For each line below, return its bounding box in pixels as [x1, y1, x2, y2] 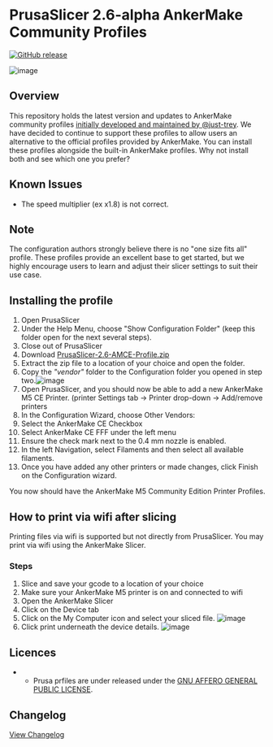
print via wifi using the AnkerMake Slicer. [9, 541, 146, 549]
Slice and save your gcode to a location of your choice [20, 579, 204, 588]
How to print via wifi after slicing [9, 510, 177, 523]
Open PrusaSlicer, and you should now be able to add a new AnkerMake [20, 384, 263, 394]
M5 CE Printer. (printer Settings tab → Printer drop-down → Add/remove [20, 393, 263, 403]
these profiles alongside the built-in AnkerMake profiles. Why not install [9, 145, 249, 155]
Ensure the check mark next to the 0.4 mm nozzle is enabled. [20, 436, 227, 446]
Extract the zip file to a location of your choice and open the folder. [20, 358, 245, 368]
